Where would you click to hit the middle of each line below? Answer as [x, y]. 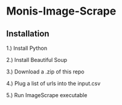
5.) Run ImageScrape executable [47, 95]
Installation [28, 34]
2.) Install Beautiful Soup [37, 60]
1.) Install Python [27, 48]
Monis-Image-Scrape [61, 11]
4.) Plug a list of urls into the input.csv [53, 83]
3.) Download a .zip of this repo [45, 72]
